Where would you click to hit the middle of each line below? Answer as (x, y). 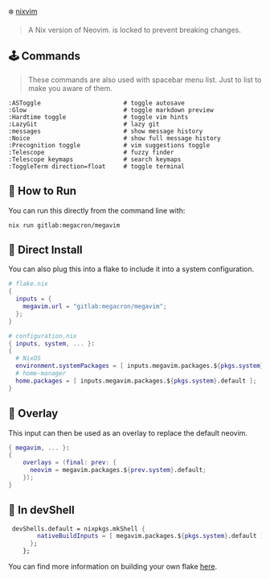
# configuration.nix (43, 336)
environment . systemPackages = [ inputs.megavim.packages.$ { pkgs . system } (140, 366)
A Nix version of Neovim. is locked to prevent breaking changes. (134, 30)
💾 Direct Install (45, 250)
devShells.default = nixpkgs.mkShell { (79, 529)
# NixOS (29, 358)
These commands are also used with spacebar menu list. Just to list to (145, 80)
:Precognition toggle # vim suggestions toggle (109, 145)
